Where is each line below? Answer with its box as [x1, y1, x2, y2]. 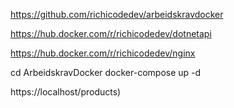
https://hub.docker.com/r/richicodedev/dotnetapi [10, 28, 212, 39]
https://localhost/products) [10, 86, 122, 98]
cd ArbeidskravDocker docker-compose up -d [10, 67, 202, 78]
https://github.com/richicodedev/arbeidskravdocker [10, 9, 224, 20]
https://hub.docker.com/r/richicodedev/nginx [10, 47, 196, 59]
